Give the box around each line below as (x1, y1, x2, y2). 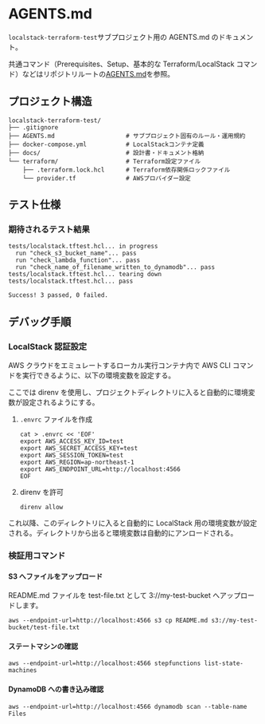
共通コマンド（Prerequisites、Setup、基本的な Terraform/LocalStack (8, 59, 235, 69)
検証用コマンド (8, 550, 66, 561)
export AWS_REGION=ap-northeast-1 (19, 458, 134, 467)
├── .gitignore (8, 123, 59, 132)
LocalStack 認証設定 (8, 341, 88, 352)
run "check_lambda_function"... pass (15, 256, 141, 264)
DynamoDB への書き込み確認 (8, 684, 104, 694)
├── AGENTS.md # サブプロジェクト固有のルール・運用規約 (8, 132, 246, 140)
